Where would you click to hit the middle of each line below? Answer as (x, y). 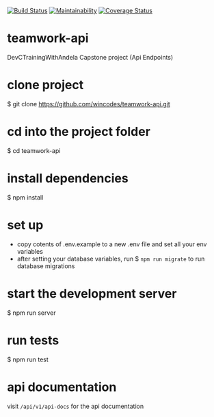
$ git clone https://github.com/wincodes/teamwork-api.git (89, 104)
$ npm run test (28, 359)
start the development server (92, 293)
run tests (33, 340)
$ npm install (25, 197)
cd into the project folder (79, 132)
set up (25, 225)
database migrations (46, 266)
